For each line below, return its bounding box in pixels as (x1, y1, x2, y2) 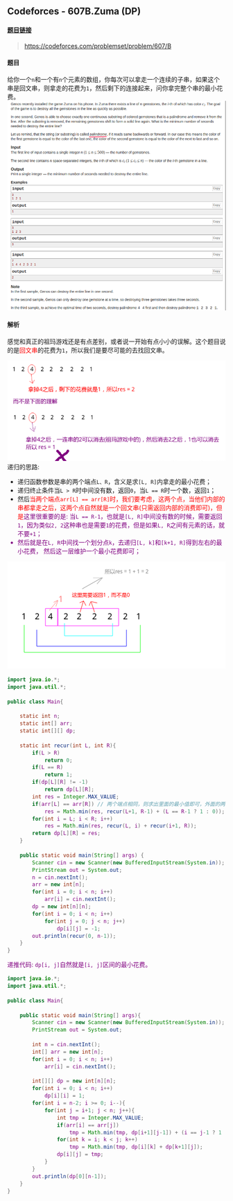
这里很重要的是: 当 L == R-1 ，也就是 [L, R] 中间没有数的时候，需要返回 (23, 512, 223, 520)
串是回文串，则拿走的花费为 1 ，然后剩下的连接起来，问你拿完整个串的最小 (7, 83, 217, 92)
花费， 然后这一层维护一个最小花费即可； (23, 546, 141, 555)
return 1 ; (44, 771, 73, 778)
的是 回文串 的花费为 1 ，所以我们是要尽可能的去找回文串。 (7, 346, 169, 355)
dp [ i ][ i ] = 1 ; (44, 1093, 85, 1100)
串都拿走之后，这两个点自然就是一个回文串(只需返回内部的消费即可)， (17, 503, 217, 512)
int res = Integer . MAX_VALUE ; (32, 793, 119, 800)
